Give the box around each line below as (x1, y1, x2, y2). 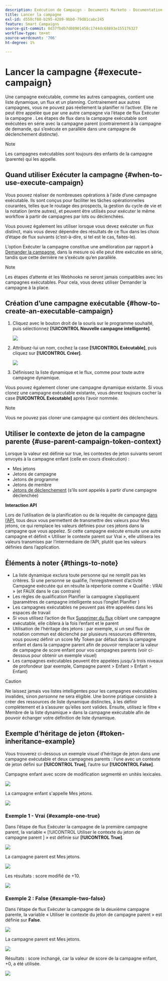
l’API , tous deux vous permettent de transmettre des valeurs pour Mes (5, 517, 150, 524)
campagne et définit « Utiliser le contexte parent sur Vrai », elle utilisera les (5, 534, 160, 540)
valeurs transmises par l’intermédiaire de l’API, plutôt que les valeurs (5, 539, 146, 545)
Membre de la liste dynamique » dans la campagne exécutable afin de (5, 709, 150, 715)
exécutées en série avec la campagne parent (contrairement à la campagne (5, 120, 161, 126)
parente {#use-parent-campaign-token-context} (5, 437, 162, 446)
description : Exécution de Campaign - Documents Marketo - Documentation (5, 7, 163, 13)
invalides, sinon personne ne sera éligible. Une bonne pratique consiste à (5, 693, 157, 699)
